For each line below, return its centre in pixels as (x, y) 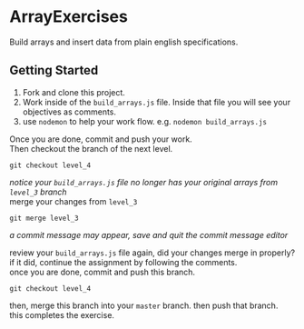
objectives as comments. (69, 112)
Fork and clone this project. (74, 92)
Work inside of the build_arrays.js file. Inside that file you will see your (157, 102)
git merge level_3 (44, 218)
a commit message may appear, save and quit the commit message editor (149, 234)
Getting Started (54, 70)
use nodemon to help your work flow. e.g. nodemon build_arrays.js (145, 121)
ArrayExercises (69, 17)
